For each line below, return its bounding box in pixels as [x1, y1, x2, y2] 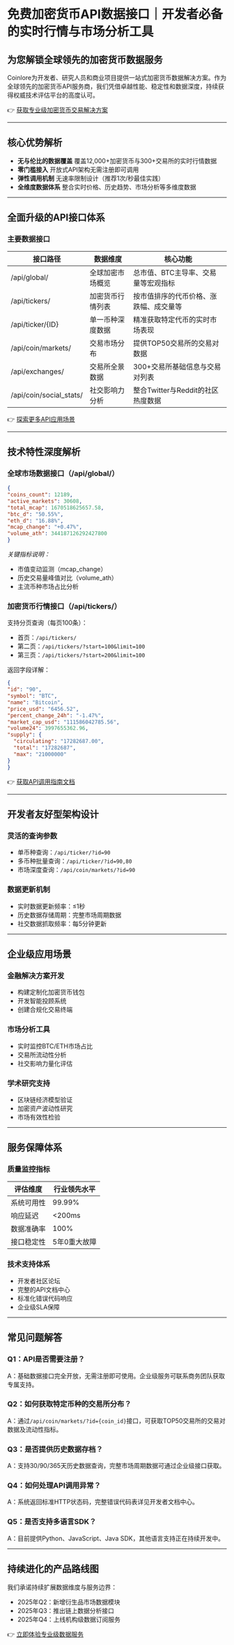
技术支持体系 [7, 1260, 51, 1269]
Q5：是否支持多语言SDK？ [7, 1517, 97, 1527]
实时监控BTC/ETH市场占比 [17, 1041, 93, 1050]
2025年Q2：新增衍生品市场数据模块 [17, 1598, 120, 1606]
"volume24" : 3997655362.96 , [7, 725, 89, 732]
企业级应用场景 [7, 948, 72, 960]
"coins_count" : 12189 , [7, 491, 73, 498]
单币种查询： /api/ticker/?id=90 [17, 848, 111, 857]
